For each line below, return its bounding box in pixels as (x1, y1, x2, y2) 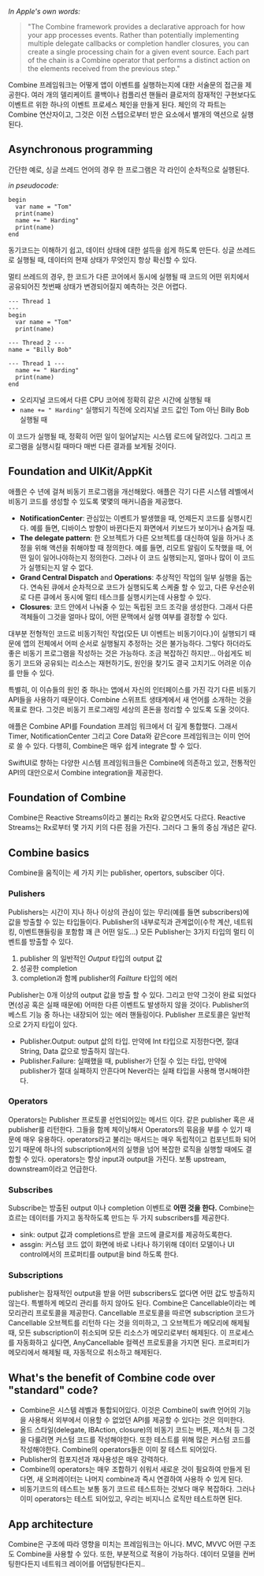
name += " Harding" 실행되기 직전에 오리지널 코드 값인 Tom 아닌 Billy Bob (19, 405, 250, 414)
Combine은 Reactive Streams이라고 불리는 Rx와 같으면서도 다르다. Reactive (8, 812, 246, 823)
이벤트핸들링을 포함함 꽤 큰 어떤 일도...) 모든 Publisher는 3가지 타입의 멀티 (18, 927, 247, 936)
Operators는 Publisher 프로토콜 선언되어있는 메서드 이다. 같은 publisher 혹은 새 (8, 1115, 255, 1124)
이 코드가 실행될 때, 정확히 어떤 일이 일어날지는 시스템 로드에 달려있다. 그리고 (8, 431, 244, 441)
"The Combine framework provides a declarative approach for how (27, 22, 246, 31)
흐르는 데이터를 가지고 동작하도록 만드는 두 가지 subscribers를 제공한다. (8, 1213, 230, 1223)
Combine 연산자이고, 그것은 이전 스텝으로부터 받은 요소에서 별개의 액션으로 (8, 110, 240, 119)
